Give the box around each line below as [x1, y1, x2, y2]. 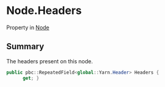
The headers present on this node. [6, 57, 93, 64]
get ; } [22, 75, 40, 81]
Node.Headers [6, 4, 82, 18]
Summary [6, 41, 44, 52]
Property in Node [6, 24, 50, 31]
